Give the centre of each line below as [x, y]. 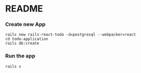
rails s [13, 66]
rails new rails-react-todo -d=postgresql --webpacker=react [71, 35]
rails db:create [22, 43]
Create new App [25, 24]
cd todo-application [27, 39]
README [24, 9]
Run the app [20, 56]
